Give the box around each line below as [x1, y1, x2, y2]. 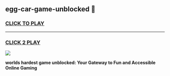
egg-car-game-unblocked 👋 [5, 5, 96, 13]
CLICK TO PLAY [5, 20, 45, 27]
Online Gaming [5, 64, 37, 70]
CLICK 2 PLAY [5, 38, 40, 45]
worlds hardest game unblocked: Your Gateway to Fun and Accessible [5, 59, 156, 65]
